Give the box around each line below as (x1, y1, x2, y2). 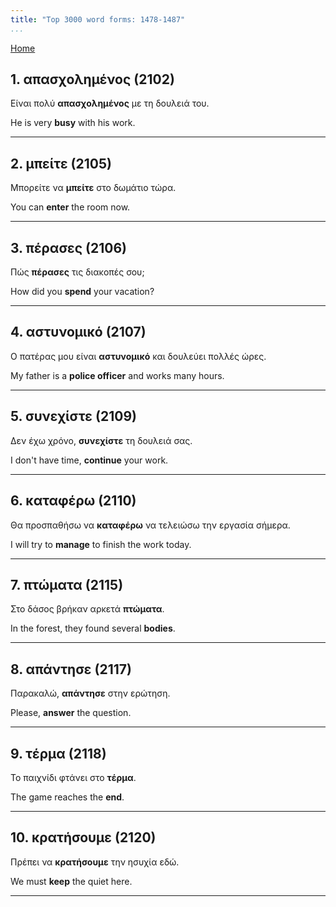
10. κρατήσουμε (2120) (10, 829, 157, 846)
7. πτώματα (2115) (10, 576, 124, 593)
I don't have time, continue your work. (10, 454, 169, 466)
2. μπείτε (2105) (10, 155, 112, 172)
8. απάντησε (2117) (10, 661, 132, 678)
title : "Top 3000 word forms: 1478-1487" (10, 14, 186, 25)
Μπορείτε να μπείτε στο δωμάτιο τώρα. (10, 182, 177, 194)
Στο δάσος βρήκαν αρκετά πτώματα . (10, 603, 165, 615)
